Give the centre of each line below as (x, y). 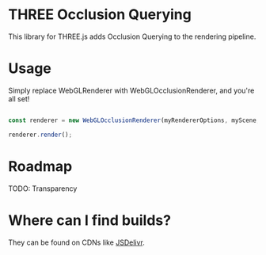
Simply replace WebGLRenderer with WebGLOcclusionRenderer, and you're (131, 90)
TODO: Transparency (43, 188)
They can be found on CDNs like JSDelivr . (76, 242)
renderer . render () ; (40, 135)
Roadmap (40, 166)
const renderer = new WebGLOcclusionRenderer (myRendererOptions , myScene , (134, 120)
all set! (19, 99)
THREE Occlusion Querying (100, 15)
